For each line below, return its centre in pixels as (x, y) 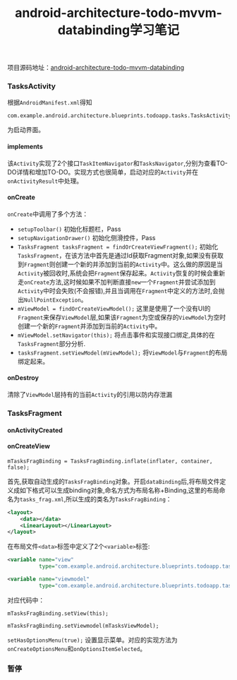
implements (25, 147)
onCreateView (29, 446)
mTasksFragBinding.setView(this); (58, 613)
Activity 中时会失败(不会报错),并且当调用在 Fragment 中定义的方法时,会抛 (121, 290)
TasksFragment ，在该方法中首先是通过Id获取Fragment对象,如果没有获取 (121, 255)
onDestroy (23, 378)
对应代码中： (26, 600)
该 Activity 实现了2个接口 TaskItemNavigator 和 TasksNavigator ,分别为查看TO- (117, 163)
